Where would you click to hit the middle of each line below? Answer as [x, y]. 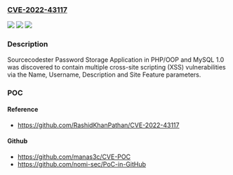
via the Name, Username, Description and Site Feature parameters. [104, 74]
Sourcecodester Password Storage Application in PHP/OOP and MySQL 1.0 [116, 59]
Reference [23, 110]
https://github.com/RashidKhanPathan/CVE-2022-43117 [98, 125]
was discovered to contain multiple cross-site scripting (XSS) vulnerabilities [116, 67]
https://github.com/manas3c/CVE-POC [74, 157]
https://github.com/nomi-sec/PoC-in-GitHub [81, 164]
